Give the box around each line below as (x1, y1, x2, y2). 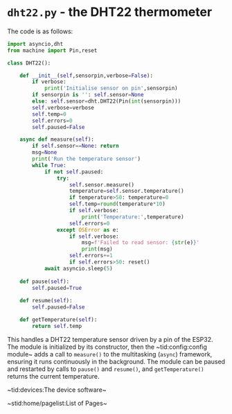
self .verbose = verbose (32, 104, 95, 111)
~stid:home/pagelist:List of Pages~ (7, 399, 107, 407)
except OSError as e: (56, 226, 119, 233)
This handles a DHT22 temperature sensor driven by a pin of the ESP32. (7, 335, 213, 343)
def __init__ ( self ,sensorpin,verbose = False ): (19, 72, 154, 79)
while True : (32, 162, 67, 169)
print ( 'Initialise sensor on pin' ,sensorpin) (44, 85, 178, 92)
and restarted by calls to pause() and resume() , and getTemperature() (7, 365, 204, 373)
